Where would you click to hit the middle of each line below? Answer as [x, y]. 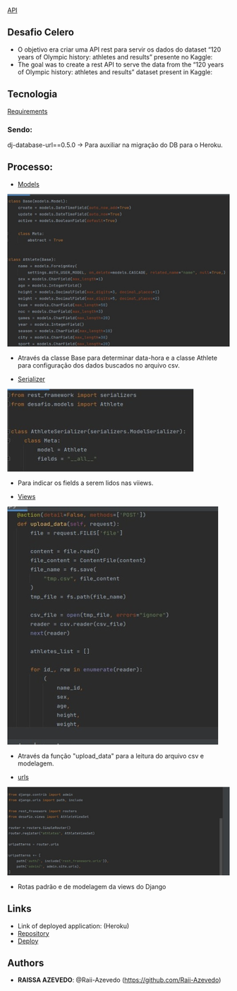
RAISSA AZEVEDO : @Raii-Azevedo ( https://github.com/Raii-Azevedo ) [119, 980]
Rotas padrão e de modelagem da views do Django [92, 886]
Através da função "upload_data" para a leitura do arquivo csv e [111, 756]
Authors [26, 963]
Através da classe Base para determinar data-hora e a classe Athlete [117, 358]
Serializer [31, 379]
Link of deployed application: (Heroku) [73, 926]
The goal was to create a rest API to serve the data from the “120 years [121, 64]
